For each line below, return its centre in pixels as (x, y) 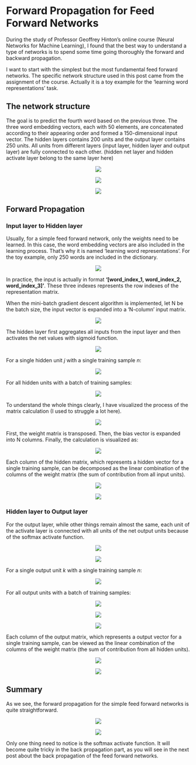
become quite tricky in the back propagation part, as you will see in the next (97, 749)
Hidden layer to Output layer (47, 512)
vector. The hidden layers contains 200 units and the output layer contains (96, 139)
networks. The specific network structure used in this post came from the (95, 76)
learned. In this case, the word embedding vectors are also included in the (96, 245)
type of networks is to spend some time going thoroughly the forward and (95, 52)
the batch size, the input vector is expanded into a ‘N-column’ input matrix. (96, 310)
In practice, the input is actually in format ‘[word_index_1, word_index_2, (94, 280)
